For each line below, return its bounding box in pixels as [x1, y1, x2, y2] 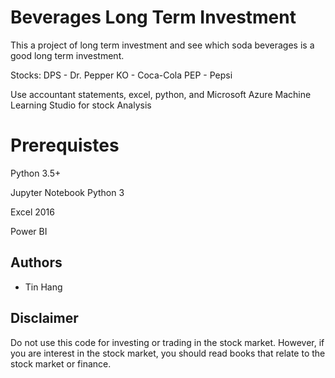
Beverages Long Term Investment [10, 6, 297, 29]
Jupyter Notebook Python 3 [10, 186, 125, 198]
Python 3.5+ [10, 167, 62, 179]
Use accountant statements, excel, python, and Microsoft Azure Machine [10, 88, 312, 100]
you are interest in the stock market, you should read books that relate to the [10, 347, 326, 359]
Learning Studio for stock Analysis [10, 99, 152, 111]
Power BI [10, 225, 48, 237]
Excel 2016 [10, 206, 55, 218]
